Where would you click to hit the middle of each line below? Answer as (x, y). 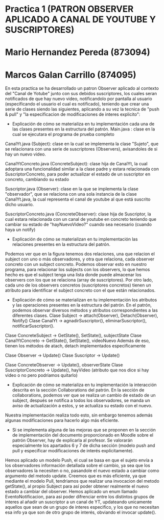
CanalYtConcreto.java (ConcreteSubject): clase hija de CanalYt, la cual (76, 164)
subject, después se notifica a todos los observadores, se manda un (81, 400)
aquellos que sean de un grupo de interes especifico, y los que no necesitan (82, 507)
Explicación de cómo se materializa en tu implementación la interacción (84, 385)
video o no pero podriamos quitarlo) (41, 375)
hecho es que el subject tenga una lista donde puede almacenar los (73, 275)
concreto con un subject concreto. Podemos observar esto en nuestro (76, 264)
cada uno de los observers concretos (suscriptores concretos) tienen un (78, 285)
